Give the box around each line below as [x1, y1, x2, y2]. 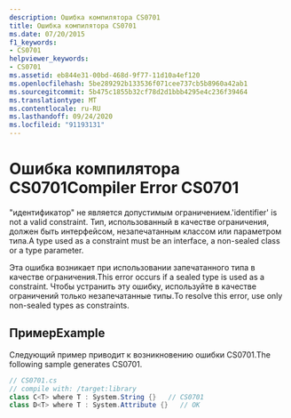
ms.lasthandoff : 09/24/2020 [9, 112, 114, 121]
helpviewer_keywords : [9, 54, 90, 63]
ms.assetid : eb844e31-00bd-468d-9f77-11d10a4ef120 [9, 71, 201, 80]
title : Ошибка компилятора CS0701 [9, 21, 138, 30]
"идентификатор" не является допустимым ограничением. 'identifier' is [9, 206, 278, 218]
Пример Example [9, 326, 106, 341]
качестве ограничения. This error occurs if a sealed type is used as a [9, 271, 264, 282]
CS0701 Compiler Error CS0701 [9, 178, 240, 198]
